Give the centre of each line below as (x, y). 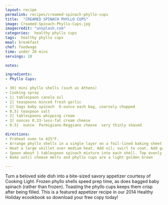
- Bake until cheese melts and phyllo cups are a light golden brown (79, 157)
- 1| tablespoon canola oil (34, 97)
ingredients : (19, 74)
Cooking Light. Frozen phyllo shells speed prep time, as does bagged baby (82, 181)
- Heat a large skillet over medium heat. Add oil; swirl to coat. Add (81, 148)
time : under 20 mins (27, 51)
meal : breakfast (22, 42)
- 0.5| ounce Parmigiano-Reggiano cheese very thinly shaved (73, 125)
